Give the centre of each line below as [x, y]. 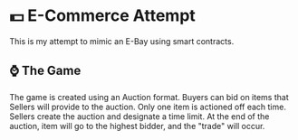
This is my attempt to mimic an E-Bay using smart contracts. [122, 41]
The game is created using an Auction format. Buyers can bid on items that [149, 97]
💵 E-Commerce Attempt [103, 16]
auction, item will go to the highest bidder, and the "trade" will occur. [137, 126]
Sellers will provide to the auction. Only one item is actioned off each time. [148, 107]
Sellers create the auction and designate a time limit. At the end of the [139, 116]
